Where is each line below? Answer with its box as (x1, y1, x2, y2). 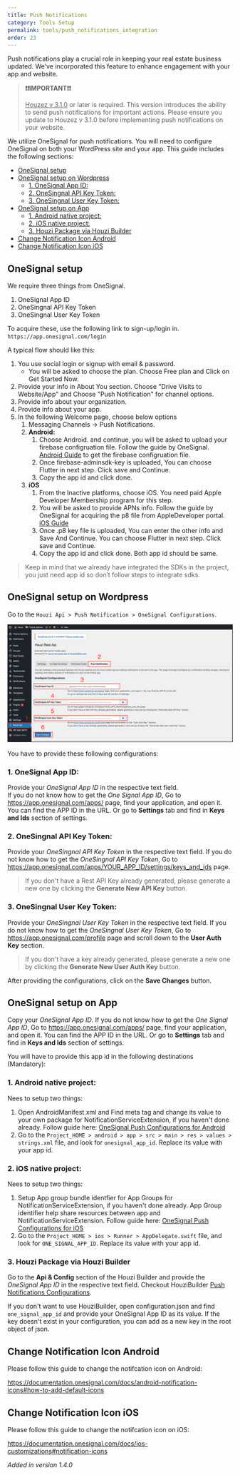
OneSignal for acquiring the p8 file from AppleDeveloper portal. (38, 511, 226, 520)
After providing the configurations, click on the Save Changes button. (7, 976, 212, 985)
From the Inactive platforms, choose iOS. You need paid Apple (38, 489, 222, 497)
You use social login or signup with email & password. (17, 360, 176, 368)
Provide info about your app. (17, 405, 102, 414)
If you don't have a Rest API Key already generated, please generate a (24, 876, 231, 885)
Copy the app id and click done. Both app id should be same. (38, 549, 219, 558)
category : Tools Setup (7, 19, 75, 26)
